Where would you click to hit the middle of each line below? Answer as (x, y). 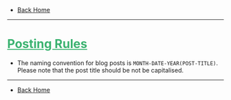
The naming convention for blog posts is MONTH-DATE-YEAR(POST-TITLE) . (118, 63)
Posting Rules (47, 44)
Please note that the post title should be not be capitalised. (100, 70)
